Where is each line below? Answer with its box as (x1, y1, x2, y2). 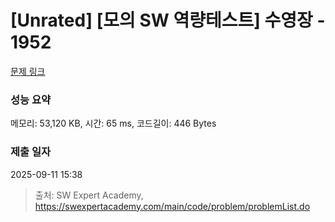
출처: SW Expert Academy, (34, 189, 144, 201)
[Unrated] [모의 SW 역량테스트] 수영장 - (10, 9, 326, 32)
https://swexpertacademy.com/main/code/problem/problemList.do (34, 200, 311, 212)
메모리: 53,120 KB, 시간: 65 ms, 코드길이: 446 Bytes (10, 117, 217, 130)
